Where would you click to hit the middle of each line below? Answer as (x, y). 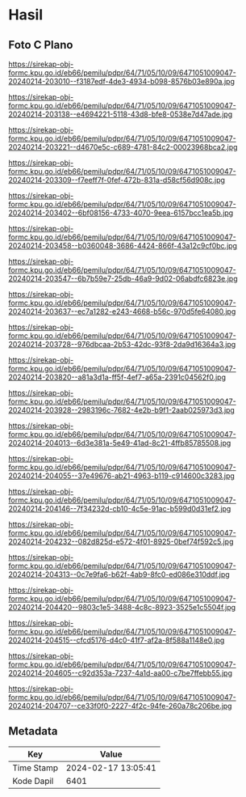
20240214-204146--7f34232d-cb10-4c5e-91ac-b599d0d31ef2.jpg (120, 509)
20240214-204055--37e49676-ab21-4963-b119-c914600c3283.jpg (122, 476)
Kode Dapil (33, 781)
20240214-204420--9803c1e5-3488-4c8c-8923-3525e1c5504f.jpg (122, 607)
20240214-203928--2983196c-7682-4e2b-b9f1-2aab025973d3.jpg (122, 410)
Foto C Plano (41, 45)
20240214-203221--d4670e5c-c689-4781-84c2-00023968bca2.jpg (123, 147)
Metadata (33, 731)
